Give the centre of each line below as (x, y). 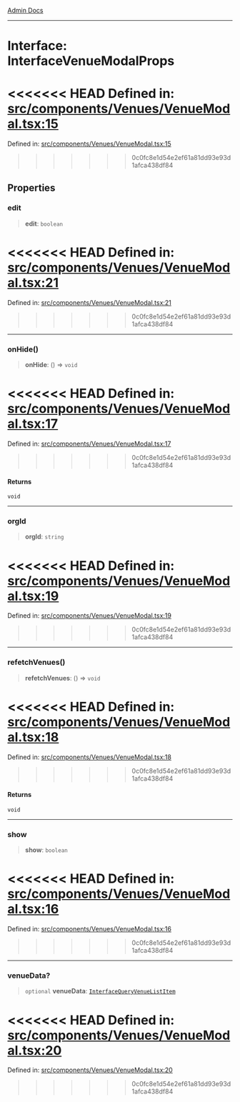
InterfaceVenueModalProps (91, 61)
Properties (31, 187)
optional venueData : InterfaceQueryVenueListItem (100, 991)
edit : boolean (44, 224)
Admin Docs (25, 10)
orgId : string (44, 537)
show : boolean (46, 850)
